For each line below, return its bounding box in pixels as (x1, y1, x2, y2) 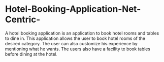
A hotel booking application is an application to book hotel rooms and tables (5, 30, 159, 36)
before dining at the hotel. (5, 51, 58, 57)
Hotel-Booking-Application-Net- (5, 3, 141, 15)
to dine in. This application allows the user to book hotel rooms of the (5, 35, 146, 41)
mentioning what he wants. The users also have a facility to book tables (5, 46, 151, 52)
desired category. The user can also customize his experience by (5, 40, 138, 46)
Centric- (5, 14, 40, 25)
